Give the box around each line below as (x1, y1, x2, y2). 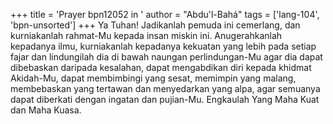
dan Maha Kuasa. (10, 104, 82, 116)
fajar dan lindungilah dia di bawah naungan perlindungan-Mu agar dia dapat (10, 51, 323, 63)
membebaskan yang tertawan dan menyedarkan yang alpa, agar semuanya (10, 83, 321, 94)
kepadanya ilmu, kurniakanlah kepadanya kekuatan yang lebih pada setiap (10, 40, 317, 52)
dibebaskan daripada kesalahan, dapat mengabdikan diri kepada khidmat (10, 62, 312, 73)
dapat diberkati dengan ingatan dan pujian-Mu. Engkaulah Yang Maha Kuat (10, 94, 320, 105)
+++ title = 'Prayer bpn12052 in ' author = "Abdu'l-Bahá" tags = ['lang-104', (10, 9, 320, 20)
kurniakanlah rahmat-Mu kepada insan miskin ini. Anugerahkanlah (10, 30, 283, 41)
